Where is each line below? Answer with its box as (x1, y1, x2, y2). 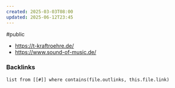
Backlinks (6, 63, 36, 71)
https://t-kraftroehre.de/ (14, 42, 75, 49)
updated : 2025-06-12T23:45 (6, 14, 73, 20)
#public (6, 30, 25, 37)
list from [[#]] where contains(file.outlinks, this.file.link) (6, 77, 170, 83)
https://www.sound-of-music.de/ (14, 48, 97, 55)
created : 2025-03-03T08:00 (6, 8, 73, 15)
